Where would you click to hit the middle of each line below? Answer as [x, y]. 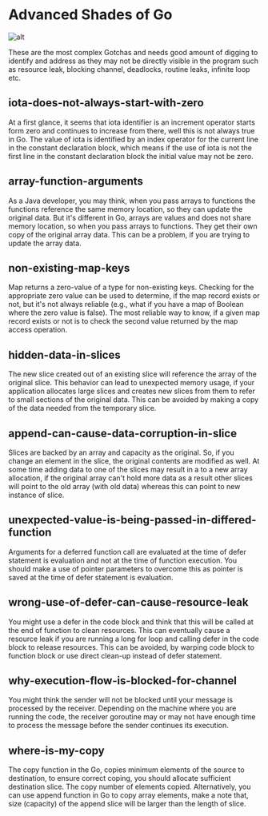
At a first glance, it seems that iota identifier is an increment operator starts [132, 122]
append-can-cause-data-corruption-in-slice [123, 433]
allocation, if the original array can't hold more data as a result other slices [131, 478]
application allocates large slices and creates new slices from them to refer [132, 391]
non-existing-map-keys [69, 268]
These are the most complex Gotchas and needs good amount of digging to [133, 52]
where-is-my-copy [57, 750]
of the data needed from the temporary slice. [82, 408]
